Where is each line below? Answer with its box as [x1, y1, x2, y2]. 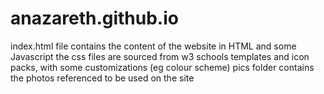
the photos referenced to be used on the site [10, 72, 195, 84]
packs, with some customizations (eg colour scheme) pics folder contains [10, 61, 315, 73]
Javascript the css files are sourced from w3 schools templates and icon [10, 50, 310, 62]
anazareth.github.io [10, 7, 179, 30]
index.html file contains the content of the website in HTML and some [10, 40, 297, 52]
